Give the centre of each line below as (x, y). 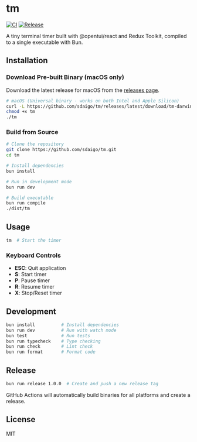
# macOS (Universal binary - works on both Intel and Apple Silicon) (93, 101)
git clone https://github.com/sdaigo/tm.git (61, 150)
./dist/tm (18, 209)
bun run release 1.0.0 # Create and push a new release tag (82, 384)
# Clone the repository (35, 144)
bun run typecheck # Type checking (53, 341)
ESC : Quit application (40, 268)
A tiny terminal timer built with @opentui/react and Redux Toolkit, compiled (96, 36)
